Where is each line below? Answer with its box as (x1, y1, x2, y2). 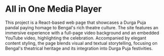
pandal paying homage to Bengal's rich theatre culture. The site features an (5, 24, 159, 30)
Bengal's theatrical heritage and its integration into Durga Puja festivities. (5, 45, 153, 51)
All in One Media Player (5, 3, 102, 15)
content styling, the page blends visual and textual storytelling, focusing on (5, 40, 158, 46)
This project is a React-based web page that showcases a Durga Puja (5, 19, 146, 25)
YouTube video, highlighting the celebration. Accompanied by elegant (5, 35, 146, 41)
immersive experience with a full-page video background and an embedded (5, 30, 159, 36)
